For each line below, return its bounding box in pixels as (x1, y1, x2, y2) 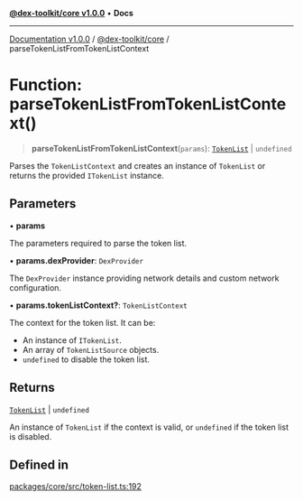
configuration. (9, 282, 61, 292)
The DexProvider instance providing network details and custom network (9, 273, 280, 283)
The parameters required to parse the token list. (9, 237, 188, 248)
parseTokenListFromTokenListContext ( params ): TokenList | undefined (31, 143, 292, 153)
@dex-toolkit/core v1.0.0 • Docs (9, 8, 133, 18)
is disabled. (9, 431, 52, 441)
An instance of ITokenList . (22, 334, 122, 346)
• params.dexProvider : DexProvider (9, 255, 144, 265)
